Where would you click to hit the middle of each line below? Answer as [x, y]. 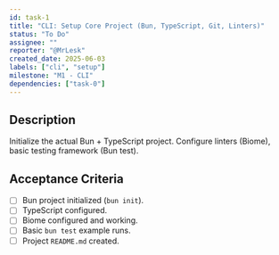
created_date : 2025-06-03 [57, 59]
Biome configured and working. [80, 220]
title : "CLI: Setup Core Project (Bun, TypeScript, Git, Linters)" [137, 26]
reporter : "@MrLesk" [48, 51]
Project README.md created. [71, 241]
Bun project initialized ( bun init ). [83, 201]
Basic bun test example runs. [76, 230]
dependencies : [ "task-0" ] [57, 84]
